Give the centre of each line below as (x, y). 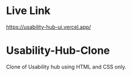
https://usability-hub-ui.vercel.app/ (49, 27)
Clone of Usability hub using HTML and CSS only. (66, 67)
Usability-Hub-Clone (58, 51)
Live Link (29, 11)
